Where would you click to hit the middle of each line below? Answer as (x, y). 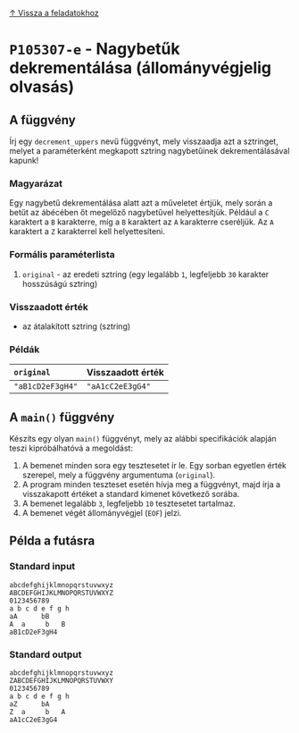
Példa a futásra (52, 541)
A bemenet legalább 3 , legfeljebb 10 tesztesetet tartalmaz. (129, 503)
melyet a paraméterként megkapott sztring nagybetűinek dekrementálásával (149, 151)
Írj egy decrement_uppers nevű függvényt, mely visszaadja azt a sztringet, (144, 141)
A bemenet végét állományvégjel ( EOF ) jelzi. (102, 513)
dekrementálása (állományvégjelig (141, 68)
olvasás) (42, 87)
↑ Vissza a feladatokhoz (54, 13)
